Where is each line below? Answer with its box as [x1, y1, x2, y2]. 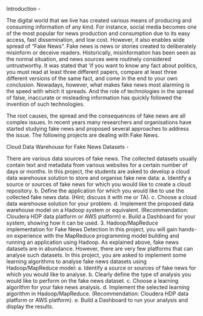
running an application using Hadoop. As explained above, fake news [6, 239, 179, 246]
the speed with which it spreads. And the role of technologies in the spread [6, 88, 194, 94]
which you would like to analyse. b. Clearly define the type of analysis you [6, 271, 191, 278]
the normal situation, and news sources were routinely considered [6, 56, 171, 62]
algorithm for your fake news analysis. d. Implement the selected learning [6, 284, 190, 291]
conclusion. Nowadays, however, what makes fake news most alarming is [6, 81, 190, 88]
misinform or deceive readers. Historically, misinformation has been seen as [6, 49, 196, 56]
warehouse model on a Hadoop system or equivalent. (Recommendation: [6, 206, 189, 214]
